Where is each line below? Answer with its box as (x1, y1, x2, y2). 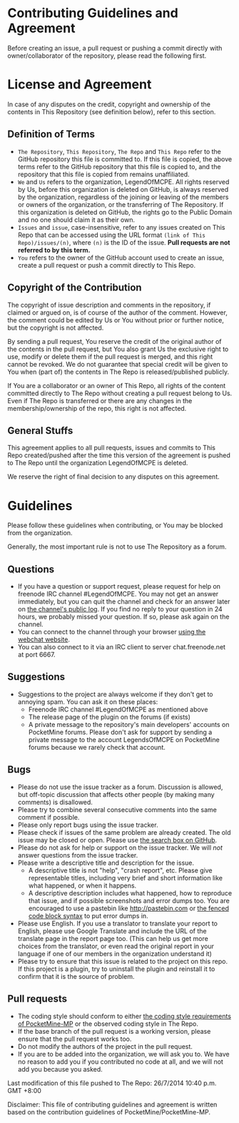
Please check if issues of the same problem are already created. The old (17, 828, 231, 836)
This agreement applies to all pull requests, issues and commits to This (7, 444, 216, 452)
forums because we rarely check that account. (28, 743, 166, 751)
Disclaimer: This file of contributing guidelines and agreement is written (7, 1100, 218, 1109)
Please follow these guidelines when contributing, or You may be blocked (7, 521, 223, 529)
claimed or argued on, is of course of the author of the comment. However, (7, 308, 228, 317)
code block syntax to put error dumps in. (28, 911, 148, 920)
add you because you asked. (17, 1064, 103, 1073)
